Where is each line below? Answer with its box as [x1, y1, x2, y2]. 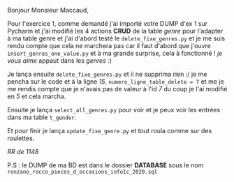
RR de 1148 [7, 148, 39, 156]
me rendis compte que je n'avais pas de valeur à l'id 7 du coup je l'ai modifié [7, 85, 228, 93]
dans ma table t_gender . [7, 113, 77, 121]
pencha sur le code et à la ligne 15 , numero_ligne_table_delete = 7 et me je [7, 77, 225, 86]
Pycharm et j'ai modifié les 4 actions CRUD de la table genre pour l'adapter [7, 27, 224, 35]
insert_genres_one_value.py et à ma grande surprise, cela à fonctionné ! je [7, 49, 223, 57]
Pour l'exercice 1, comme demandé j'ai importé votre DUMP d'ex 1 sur [7, 20, 208, 27]
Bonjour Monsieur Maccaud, [7, 6, 89, 14]
